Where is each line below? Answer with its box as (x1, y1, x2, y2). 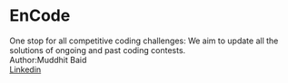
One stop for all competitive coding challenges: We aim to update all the (9, 35, 279, 46)
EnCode (9, 5, 71, 26)
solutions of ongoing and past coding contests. (9, 44, 186, 55)
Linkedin (9, 64, 42, 75)
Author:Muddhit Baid (9, 54, 87, 65)
